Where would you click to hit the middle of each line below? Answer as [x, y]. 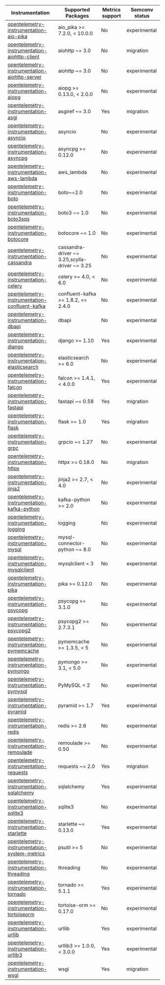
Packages [77, 16]
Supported [77, 10]
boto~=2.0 [70, 192]
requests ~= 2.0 [77, 766]
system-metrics [26, 854]
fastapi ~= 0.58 [76, 401]
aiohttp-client [24, 57]
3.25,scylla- [72, 259]
